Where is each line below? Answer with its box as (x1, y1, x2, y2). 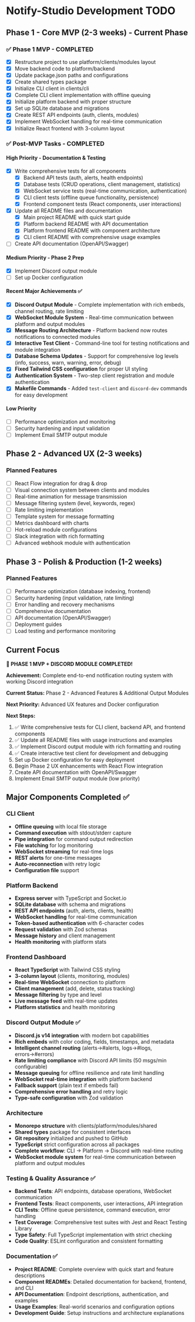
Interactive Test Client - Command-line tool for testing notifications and (14, 339, 190, 347)
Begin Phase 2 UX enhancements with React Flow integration (14, 762, 163, 770)
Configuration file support (14, 866, 79, 873)
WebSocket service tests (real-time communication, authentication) (23, 187, 187, 194)
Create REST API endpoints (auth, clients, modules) (14, 112, 139, 119)
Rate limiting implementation (14, 506, 83, 513)
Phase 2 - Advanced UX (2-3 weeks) (6, 449, 143, 459)
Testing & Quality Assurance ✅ (6, 1174, 96, 1182)
